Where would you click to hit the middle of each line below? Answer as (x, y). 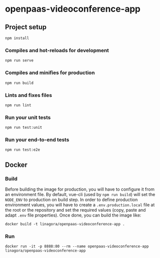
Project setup (26, 27)
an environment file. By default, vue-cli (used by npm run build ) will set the (80, 195)
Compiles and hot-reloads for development (57, 50)
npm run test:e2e (23, 150)
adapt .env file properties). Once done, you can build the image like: (73, 215)
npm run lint (18, 105)
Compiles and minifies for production (50, 73)
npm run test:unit (24, 128)
